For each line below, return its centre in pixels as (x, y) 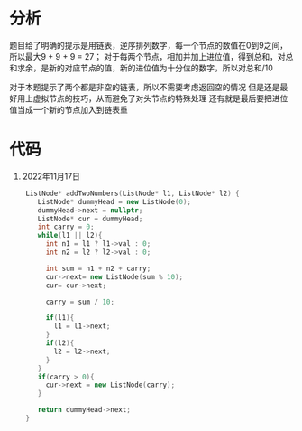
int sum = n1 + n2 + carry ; (98, 268)
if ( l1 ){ (60, 318)
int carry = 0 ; (66, 227)
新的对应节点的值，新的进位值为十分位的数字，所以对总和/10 (160, 68)
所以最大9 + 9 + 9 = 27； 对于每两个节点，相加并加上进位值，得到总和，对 (147, 56)
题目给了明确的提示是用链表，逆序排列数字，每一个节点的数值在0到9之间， (149, 45)
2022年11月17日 (51, 176)
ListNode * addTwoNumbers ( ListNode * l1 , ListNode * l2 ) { (133, 193)
